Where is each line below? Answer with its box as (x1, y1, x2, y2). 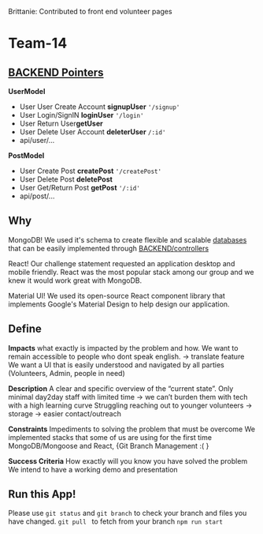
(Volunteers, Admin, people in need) (8, 368, 125, 378)
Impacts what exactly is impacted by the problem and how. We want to (8, 343, 239, 352)
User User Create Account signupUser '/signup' (19, 102, 180, 111)
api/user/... (19, 136, 55, 145)
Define (8, 322, 42, 336)
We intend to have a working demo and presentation (8, 464, 179, 474)
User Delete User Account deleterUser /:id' (19, 127, 166, 137)
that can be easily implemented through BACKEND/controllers (8, 243, 209, 253)
